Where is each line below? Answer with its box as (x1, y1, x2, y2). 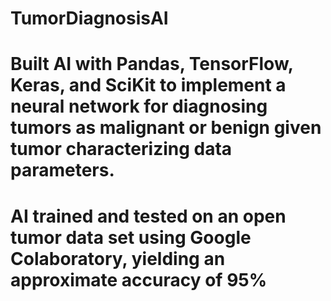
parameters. (10, 159, 115, 182)
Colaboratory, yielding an (10, 247, 226, 270)
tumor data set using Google (10, 226, 252, 249)
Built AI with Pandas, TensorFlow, (10, 53, 294, 76)
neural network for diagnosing (10, 95, 268, 118)
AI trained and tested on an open (10, 205, 287, 227)
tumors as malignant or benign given (10, 117, 322, 139)
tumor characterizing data (10, 138, 233, 161)
